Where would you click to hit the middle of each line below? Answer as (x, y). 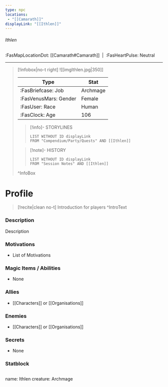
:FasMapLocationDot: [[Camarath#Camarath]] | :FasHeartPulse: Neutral (80, 55)
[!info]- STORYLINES (51, 127)
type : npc (15, 10)
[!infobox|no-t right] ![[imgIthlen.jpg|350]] (60, 70)
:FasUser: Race (38, 107)
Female (90, 99)
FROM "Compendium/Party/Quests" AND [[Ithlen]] (80, 141)
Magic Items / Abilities (33, 268)
